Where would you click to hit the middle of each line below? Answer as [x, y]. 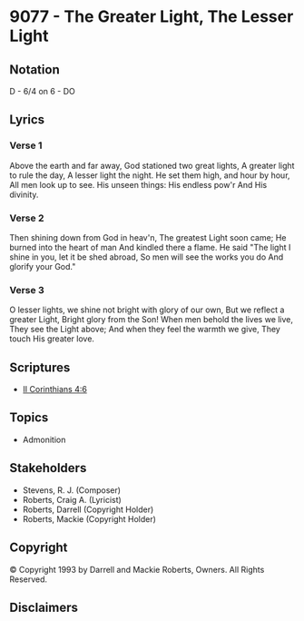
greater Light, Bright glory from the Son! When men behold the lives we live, [151, 320]
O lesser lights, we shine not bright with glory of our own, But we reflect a [147, 310]
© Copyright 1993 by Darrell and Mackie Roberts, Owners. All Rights [137, 569]
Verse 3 [27, 290]
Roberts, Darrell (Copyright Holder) [88, 509]
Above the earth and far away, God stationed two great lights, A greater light [152, 165]
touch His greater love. [52, 339]
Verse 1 [26, 145]
